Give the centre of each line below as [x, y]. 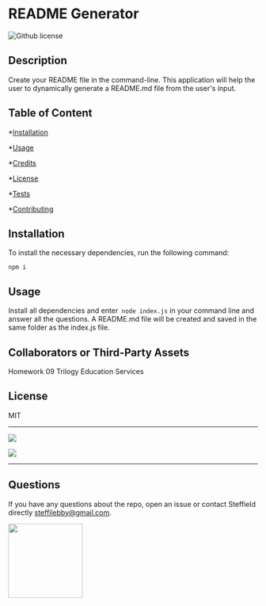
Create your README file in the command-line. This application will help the [132, 79]
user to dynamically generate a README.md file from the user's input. [122, 88]
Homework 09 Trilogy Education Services [76, 372]
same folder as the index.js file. [59, 328]
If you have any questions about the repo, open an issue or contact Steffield [132, 504]
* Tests [19, 193]
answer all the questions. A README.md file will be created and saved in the [133, 319]
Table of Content [50, 113]
